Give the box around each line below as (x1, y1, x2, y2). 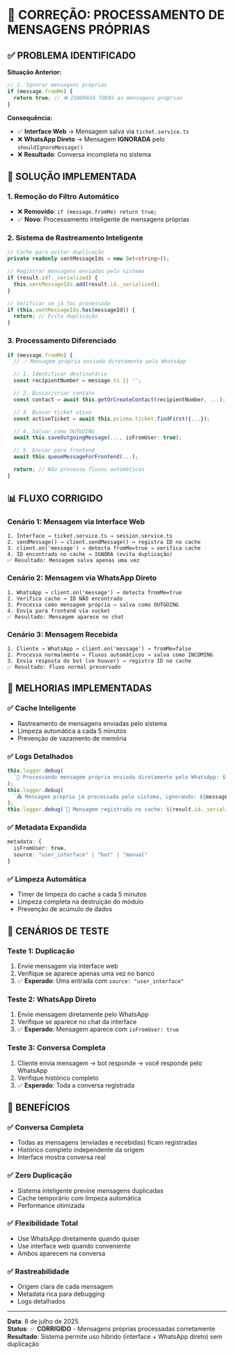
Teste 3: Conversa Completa (7, 1043, 106, 1053)
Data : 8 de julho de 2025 (7, 1317, 79, 1326)
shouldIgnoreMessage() (17, 144, 84, 151)
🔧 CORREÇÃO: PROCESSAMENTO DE (7, 7, 225, 23)
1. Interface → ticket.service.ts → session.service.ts (7, 533, 173, 540)
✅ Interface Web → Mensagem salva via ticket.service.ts (17, 127, 189, 135)
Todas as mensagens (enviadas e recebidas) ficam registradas (17, 1138, 198, 1147)
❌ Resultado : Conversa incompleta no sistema (17, 150, 152, 158)
